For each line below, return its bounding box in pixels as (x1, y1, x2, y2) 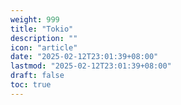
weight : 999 (10, 14, 60, 25)
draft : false (10, 71, 65, 81)
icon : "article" (10, 42, 78, 53)
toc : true (10, 80, 52, 90)
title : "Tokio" (10, 24, 74, 34)
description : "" (10, 33, 78, 43)
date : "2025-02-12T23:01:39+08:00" (10, 52, 159, 62)
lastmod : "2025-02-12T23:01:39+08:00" (10, 61, 172, 71)
